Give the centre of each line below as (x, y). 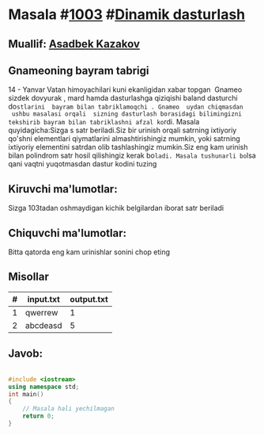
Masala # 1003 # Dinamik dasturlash (127, 15)
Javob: (26, 354)
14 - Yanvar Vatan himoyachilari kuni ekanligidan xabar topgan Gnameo (125, 90)
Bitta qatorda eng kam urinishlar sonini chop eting (89, 252)
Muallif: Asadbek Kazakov (74, 44)
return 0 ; (39, 416)
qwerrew (41, 312)
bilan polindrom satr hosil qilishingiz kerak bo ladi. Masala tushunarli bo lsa (132, 155)
